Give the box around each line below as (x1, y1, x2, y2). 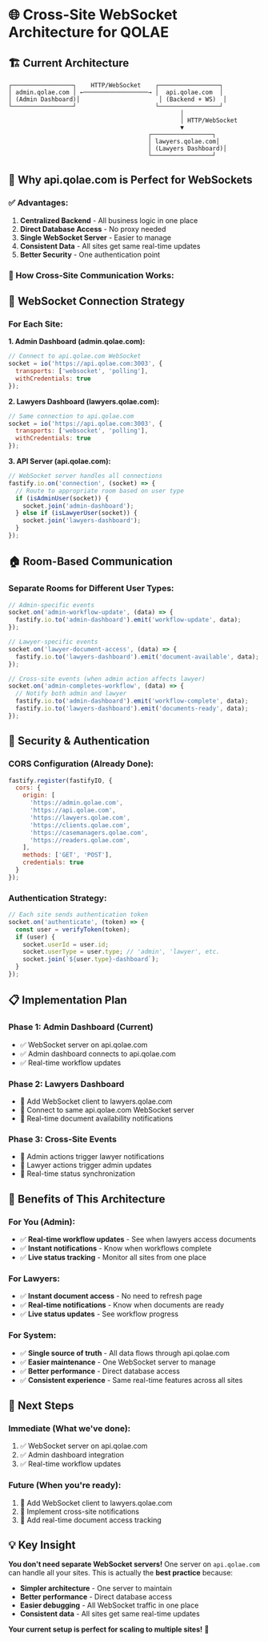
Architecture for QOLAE (8, 23, 170, 42)
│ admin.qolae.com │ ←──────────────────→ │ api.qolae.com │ (8, 88, 224, 96)
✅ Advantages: (8, 197, 69, 209)
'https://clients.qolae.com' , (29, 821, 130, 829)
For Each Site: (8, 318, 64, 330)
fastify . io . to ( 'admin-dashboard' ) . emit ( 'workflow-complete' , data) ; (15, 697, 249, 705)
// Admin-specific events (8, 601, 94, 609)
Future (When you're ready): (8, 1480, 122, 1491)
